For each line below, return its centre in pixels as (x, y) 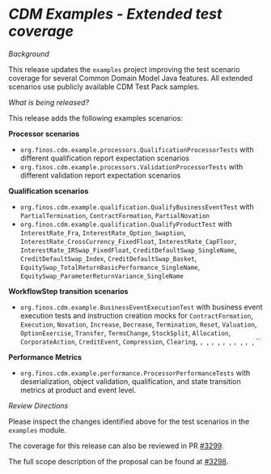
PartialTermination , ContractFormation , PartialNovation (115, 215)
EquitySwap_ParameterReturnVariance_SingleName (102, 276)
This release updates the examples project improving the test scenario (124, 69)
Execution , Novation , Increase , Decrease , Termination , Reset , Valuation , (138, 324)
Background (29, 53)
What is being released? (49, 102)
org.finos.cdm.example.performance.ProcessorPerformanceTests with (135, 373)
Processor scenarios (44, 134)
